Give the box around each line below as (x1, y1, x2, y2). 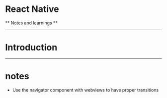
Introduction (5, 42, 58, 53)
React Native (5, 3, 60, 15)
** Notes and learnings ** (5, 20, 58, 26)
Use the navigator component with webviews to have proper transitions (12, 87, 159, 93)
